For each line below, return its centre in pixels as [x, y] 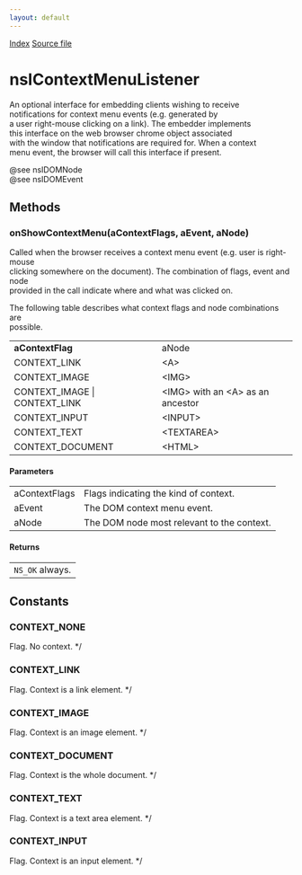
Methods [35, 207]
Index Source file [40, 43]
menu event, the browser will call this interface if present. [115, 152]
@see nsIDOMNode [46, 169]
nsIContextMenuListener [105, 80]
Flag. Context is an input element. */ [76, 861]
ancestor [180, 403]
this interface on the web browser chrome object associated [121, 133]
